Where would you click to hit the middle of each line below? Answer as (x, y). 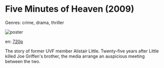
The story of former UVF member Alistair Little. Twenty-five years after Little (82, 51)
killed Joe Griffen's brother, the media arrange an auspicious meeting (75, 56)
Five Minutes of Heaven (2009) (70, 9)
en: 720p (14, 41)
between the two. (23, 61)
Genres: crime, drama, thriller (35, 23)
